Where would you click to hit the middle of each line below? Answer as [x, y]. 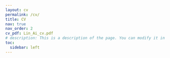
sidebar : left [25, 47]
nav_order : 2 [19, 29]
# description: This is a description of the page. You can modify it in [85, 38]
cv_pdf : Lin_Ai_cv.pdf [29, 33]
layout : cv [17, 10]
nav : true [16, 24]
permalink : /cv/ [22, 15]
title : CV [16, 19]
